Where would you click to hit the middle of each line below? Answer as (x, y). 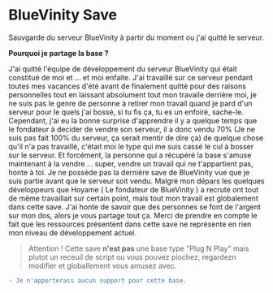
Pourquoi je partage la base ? (58, 53)
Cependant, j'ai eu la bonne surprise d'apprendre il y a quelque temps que (133, 120)
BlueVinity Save (63, 15)
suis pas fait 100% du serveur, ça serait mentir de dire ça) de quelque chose (136, 138)
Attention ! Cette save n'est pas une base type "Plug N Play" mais (139, 248)
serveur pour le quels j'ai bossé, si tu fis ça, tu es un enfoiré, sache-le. (126, 112)
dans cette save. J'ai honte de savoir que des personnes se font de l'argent (135, 207)
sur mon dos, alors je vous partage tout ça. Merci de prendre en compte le (133, 215)
